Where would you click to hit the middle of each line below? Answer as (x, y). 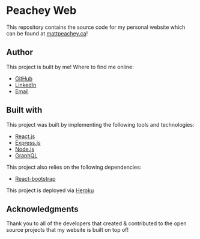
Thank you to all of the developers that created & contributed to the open (97, 223)
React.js (25, 136)
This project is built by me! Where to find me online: (70, 67)
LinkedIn (26, 85)
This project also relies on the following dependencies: (74, 167)
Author (20, 53)
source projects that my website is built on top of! (68, 230)
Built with (24, 110)
